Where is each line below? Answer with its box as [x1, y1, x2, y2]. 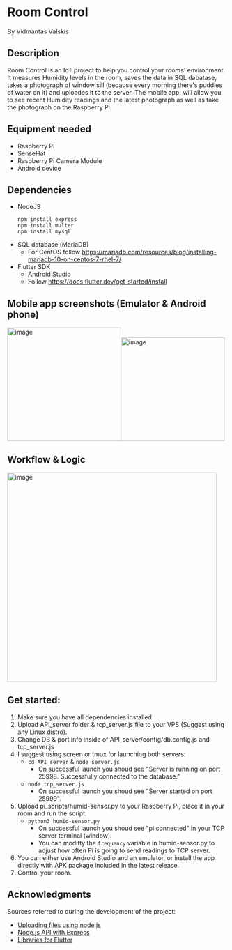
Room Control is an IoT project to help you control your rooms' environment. [7, 66, 225, 74]
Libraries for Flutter [17, 935, 73, 944]
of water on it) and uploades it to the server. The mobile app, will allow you [7, 88, 222, 96]
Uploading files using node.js [17, 921, 101, 929]
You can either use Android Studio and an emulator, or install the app [17, 853, 215, 861]
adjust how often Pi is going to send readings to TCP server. [38, 846, 210, 855]
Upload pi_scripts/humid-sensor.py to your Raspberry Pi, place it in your [17, 802, 225, 810]
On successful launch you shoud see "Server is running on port [38, 765, 221, 773]
